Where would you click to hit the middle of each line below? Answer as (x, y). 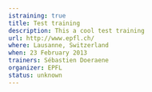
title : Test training (44, 23)
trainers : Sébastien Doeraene (59, 61)
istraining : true (37, 16)
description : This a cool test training (77, 30)
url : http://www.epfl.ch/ (51, 38)
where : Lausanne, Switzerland (59, 46)
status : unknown (35, 75)
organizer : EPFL (35, 68)
